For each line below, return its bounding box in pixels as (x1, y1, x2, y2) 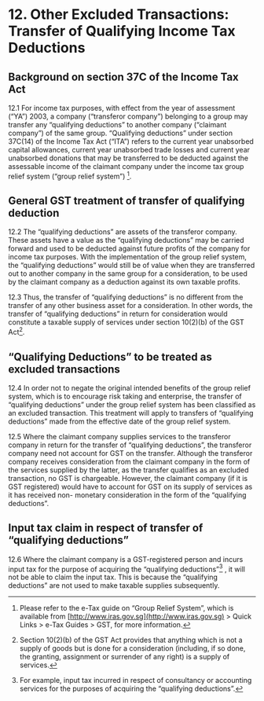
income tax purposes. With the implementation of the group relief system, (8, 252, 247, 262)
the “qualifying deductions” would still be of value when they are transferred (8, 261, 255, 270)
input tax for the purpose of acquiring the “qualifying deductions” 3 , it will (8, 563, 246, 574)
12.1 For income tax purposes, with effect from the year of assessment (8, 104, 236, 112)
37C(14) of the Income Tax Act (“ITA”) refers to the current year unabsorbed (8, 137, 254, 146)
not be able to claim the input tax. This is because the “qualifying (8, 572, 218, 582)
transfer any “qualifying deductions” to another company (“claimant (8, 120, 227, 129)
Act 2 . (8, 326, 25, 337)
